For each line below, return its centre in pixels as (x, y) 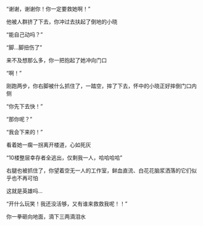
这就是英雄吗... (25, 191)
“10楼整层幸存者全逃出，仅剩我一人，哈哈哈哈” (64, 158)
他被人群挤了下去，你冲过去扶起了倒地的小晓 (62, 22)
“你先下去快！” (25, 106)
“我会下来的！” (25, 132)
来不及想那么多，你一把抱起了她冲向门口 (56, 60)
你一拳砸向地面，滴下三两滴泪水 (46, 217)
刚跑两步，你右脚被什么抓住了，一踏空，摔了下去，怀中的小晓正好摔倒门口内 (101, 86)
